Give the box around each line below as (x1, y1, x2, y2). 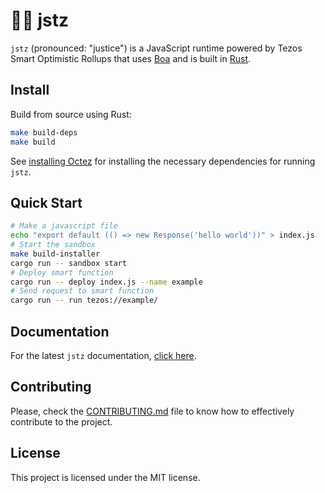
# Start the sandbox (10, 240, 97, 250)
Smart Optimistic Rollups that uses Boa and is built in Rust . (10, 52, 252, 64)
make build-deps (10, 127, 78, 138)
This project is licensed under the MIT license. (10, 471, 201, 483)
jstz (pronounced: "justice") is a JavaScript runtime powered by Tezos (10, 42, 303, 54)
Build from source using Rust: (10, 108, 132, 120)
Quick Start (10, 194, 83, 211)
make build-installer (10, 249, 101, 259)
